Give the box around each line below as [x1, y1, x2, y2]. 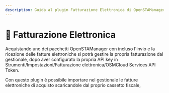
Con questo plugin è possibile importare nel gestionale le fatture [5, 76, 138, 83]
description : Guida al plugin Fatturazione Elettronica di [5, 7, 132, 13]
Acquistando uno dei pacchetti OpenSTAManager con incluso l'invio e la [5, 46, 155, 52]
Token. [5, 67, 20, 73]
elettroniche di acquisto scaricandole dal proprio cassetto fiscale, [5, 82, 141, 88]
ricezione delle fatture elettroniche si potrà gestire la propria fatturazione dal [5, 51, 163, 57]
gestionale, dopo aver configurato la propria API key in [5, 56, 118, 62]
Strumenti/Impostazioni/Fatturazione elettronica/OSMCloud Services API [5, 61, 156, 68]
